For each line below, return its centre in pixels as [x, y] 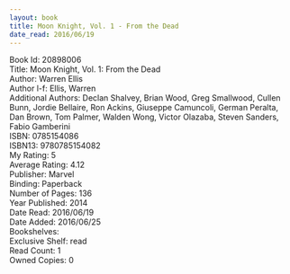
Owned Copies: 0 [42, 261]
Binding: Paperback [46, 184]
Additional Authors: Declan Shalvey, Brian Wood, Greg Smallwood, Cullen [145, 98]
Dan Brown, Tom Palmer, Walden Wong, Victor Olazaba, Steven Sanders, [144, 117]
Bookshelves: [35, 232]
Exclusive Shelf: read [48, 241]
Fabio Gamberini [40, 127]
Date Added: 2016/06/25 [55, 222]
